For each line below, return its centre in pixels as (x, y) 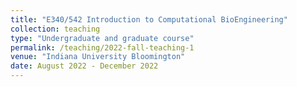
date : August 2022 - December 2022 (84, 66)
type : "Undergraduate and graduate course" (102, 38)
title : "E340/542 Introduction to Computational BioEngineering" (149, 19)
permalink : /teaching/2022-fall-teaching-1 (102, 47)
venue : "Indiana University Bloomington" (98, 57)
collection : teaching (55, 29)
